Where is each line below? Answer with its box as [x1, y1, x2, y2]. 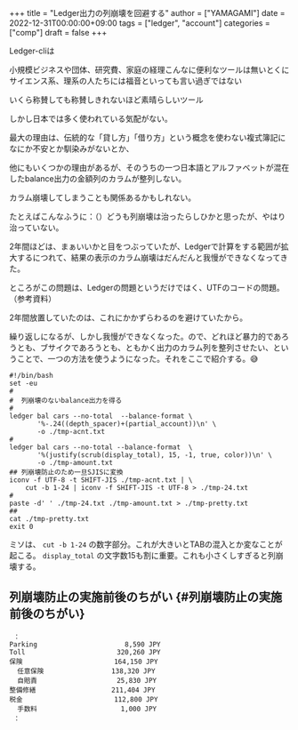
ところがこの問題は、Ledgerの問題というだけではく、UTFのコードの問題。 [9, 283, 285, 293]
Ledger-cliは [9, 45, 55, 56]
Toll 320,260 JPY [9, 647, 162, 656]
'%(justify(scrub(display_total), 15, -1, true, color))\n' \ [36, 451, 273, 460]
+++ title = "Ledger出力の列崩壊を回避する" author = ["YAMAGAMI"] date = [9, 8, 286, 18]
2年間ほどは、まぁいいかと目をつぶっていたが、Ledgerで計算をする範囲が [9, 241, 282, 252]
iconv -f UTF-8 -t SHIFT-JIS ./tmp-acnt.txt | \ [9, 476, 193, 485]
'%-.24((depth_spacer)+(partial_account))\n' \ [36, 420, 217, 429]
